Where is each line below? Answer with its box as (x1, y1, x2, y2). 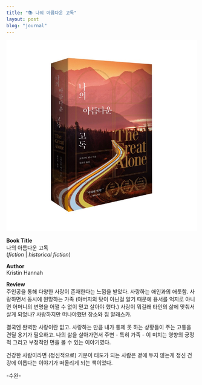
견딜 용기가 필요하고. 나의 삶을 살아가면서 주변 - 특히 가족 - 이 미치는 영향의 (6, 331, 183, 338)
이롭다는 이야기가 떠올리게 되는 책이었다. (17, 359, 113, 366)
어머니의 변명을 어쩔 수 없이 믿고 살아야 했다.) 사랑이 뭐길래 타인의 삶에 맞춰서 (12, 303, 195, 311)
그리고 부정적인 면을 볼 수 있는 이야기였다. (12, 339, 111, 346)
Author (6, 263, 25, 270)
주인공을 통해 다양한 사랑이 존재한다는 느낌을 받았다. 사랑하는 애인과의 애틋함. (6, 288, 189, 295)
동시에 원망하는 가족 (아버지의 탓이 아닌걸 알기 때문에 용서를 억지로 (27, 295, 184, 303)
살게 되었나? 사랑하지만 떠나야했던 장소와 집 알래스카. (6, 311, 132, 318)
